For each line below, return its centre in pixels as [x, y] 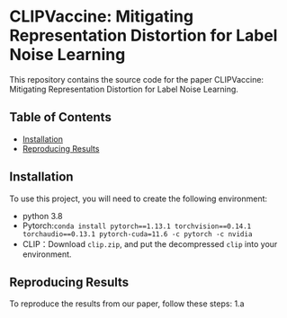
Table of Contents [61, 117]
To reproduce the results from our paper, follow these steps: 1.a [127, 304]
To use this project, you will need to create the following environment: [139, 199]
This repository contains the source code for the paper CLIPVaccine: [136, 79]
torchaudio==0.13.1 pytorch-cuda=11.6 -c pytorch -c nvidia [137, 234]
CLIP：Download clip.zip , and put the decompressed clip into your [150, 243]
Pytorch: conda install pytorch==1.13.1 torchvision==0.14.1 [137, 225]
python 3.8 [42, 216]
